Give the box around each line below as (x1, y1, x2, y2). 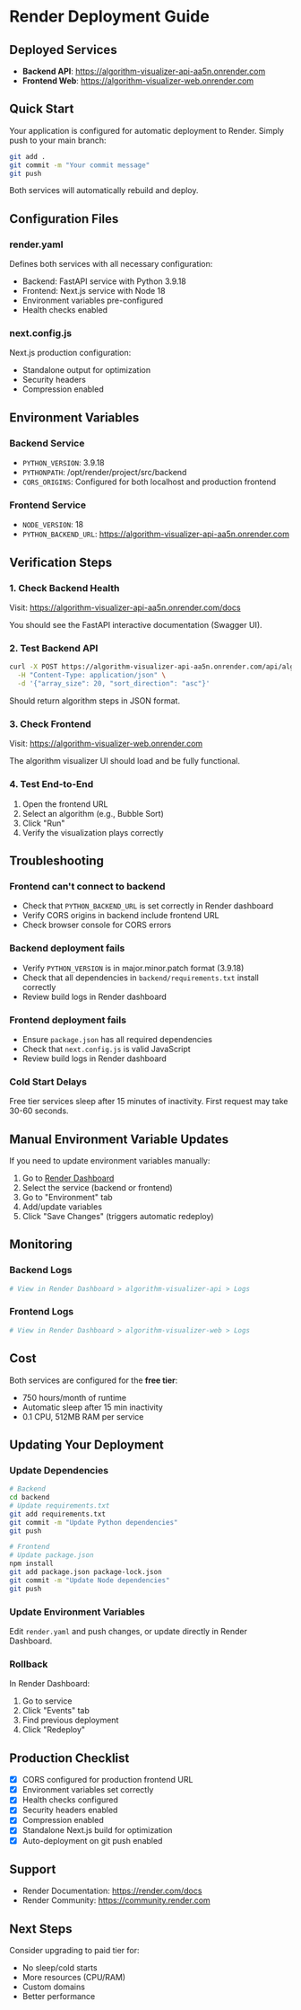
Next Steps (9, 1921, 73, 1936)
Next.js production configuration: (9, 348, 132, 359)
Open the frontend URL (21, 798, 109, 810)
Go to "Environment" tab (21, 1192, 114, 1202)
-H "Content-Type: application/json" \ (17, 671, 167, 680)
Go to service (21, 1696, 73, 1706)
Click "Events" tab (21, 1705, 90, 1716)
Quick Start (9, 102, 74, 117)
